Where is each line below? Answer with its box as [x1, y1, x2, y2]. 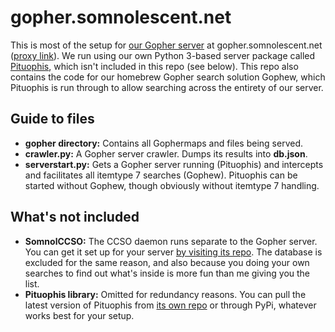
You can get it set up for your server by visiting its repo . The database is [24, 246, 323, 258]
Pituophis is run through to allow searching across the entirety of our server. [10, 81, 324, 93]
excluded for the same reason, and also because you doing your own [24, 256, 310, 268]
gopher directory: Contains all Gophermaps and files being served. [24, 137, 303, 149]
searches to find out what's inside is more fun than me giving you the [24, 267, 311, 279]
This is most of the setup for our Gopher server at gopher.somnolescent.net [10, 39, 323, 51]
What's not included [10, 209, 140, 226]
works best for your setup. [24, 309, 135, 321]
